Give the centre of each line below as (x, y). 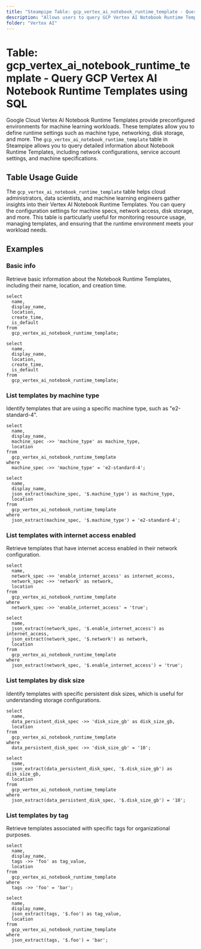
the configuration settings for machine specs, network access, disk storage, (100, 211)
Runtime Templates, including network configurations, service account (93, 152)
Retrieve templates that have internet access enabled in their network (92, 548)
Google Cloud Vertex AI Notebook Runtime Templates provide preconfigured (100, 120)
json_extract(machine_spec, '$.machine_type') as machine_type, (93, 494)
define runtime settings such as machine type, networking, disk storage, (95, 133)
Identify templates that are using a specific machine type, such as (87, 409)
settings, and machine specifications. (52, 158)
